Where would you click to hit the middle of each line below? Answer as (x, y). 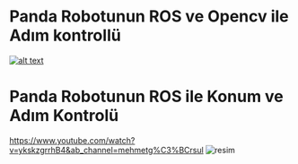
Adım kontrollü (65, 35)
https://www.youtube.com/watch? (72, 140)
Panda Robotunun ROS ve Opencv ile (149, 17)
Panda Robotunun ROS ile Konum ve (147, 97)
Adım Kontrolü (64, 116)
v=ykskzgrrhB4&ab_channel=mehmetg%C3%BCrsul (106, 150)
